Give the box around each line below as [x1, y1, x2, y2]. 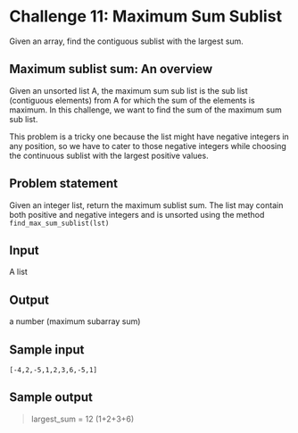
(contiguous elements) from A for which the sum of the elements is [9, 95, 256, 105]
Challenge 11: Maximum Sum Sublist [9, 6, 283, 27]
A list [9, 266, 29, 278]
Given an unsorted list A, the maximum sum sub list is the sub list [9, 85, 248, 96]
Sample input [9, 342, 85, 357]
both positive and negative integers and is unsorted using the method [9, 209, 265, 220]
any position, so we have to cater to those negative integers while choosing [9, 140, 287, 151]
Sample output [9, 390, 94, 405]
